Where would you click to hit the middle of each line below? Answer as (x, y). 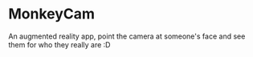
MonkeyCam (51, 14)
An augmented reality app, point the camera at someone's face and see (127, 36)
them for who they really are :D (59, 44)
